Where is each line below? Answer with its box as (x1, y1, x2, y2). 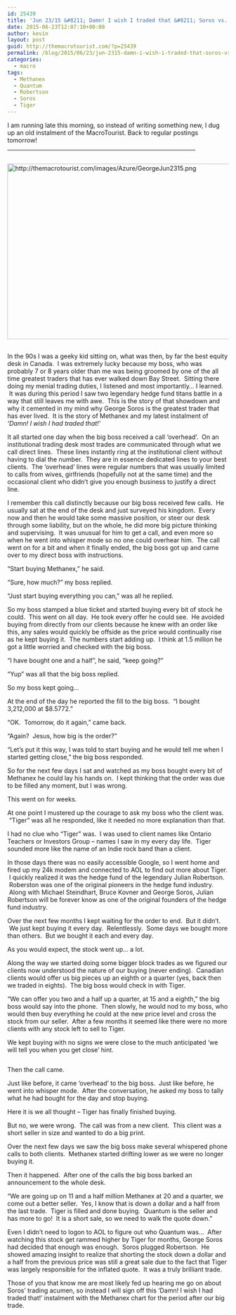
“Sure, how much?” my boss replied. (7, 577, 113, 587)
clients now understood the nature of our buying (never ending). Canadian (7, 966, 224, 974)
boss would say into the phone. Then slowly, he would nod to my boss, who (7, 1002, 228, 1010)
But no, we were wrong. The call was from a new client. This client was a (7, 1121, 221, 1130)
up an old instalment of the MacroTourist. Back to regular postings (7, 128, 199, 137)
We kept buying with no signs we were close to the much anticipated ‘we (7, 1038, 218, 1047)
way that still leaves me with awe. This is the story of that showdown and (7, 396, 220, 405)
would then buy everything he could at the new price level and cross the (7, 1009, 216, 1018)
